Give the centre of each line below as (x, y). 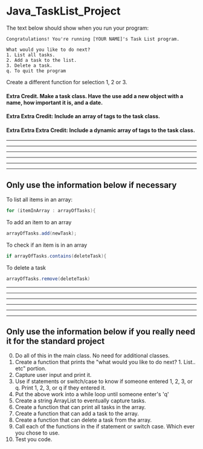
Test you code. (34, 439)
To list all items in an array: (39, 200)
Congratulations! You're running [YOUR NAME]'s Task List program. (93, 39)
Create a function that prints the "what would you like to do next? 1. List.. (105, 362)
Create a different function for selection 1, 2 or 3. (67, 82)
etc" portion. (31, 368)
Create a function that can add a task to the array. (77, 414)
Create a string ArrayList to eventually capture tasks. (80, 401)
